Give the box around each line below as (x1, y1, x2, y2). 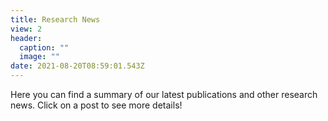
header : (10, 33, 43, 43)
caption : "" (19, 42, 70, 53)
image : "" (19, 52, 60, 62)
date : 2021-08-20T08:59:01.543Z (10, 61, 145, 71)
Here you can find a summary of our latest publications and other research (10, 89, 318, 100)
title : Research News (10, 14, 101, 25)
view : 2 (10, 24, 43, 34)
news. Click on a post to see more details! (10, 99, 183, 111)
